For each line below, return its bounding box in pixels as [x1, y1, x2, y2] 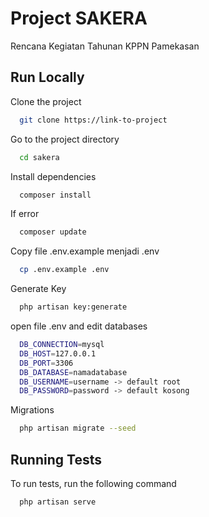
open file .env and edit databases [10, 320, 148, 332]
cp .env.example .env [19, 265, 110, 275]
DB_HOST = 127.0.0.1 [19, 348, 97, 359]
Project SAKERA [10, 7, 148, 30]
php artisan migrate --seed [19, 423, 137, 434]
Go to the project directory [10, 133, 120, 145]
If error [10, 208, 40, 220]
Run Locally [10, 69, 85, 86]
